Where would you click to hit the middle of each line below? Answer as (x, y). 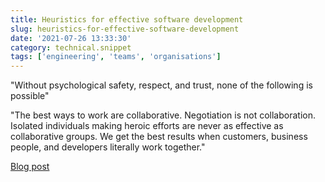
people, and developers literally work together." (108, 147)
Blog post (30, 167)
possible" (30, 96)
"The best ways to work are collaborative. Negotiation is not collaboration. (163, 115)
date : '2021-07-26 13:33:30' (71, 38)
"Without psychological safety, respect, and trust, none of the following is (161, 85)
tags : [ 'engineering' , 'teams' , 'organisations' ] (116, 57)
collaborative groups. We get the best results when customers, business (159, 137)
